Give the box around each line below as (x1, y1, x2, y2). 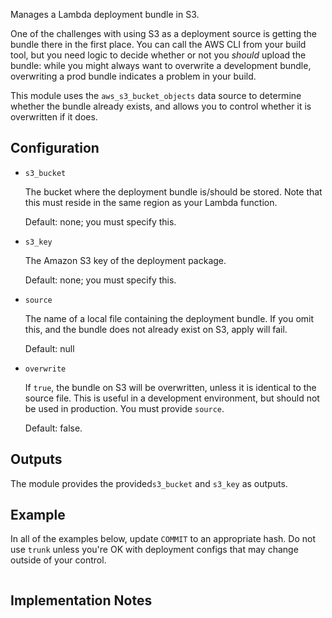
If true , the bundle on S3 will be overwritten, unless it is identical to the (24, 381, 317, 393)
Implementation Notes (10, 592, 153, 609)
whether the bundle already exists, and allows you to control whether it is (10, 100, 312, 112)
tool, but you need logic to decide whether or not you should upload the (10, 49, 307, 61)
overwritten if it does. (10, 111, 98, 123)
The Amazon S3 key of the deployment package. (24, 254, 227, 266)
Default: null (24, 342, 75, 354)
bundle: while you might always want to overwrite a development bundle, (10, 60, 312, 71)
